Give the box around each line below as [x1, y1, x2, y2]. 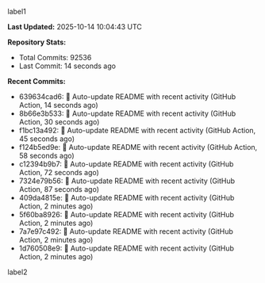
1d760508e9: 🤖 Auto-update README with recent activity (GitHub [18, 243, 235, 253]
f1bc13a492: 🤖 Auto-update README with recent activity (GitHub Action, [18, 126, 256, 135]
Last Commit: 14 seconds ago [18, 61, 117, 71]
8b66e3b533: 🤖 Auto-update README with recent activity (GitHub [18, 109, 236, 118]
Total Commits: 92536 [18, 53, 92, 62]
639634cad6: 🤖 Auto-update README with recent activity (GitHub [18, 92, 236, 101]
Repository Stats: [7, 37, 67, 47]
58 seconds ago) [18, 151, 75, 160]
